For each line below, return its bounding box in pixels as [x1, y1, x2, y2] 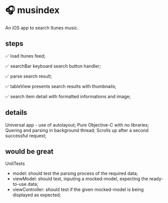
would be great [5, 147, 54, 155]
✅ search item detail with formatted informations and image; [5, 93, 131, 99]
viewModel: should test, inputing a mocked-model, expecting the [12, 176, 148, 182]
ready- [149, 176, 163, 182]
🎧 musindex [5, 5, 60, 16]
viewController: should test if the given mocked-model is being [12, 186, 144, 193]
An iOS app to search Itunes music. [5, 24, 79, 31]
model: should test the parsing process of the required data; [12, 171, 138, 177]
